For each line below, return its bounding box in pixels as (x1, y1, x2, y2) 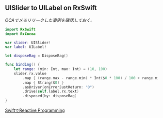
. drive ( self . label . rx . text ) (22, 89, 79, 94)
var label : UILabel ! (5, 44, 47, 50)
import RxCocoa (5, 31, 36, 36)
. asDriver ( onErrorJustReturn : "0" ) (22, 85, 95, 89)
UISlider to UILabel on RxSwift (5, 4, 97, 12)
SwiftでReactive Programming (5, 107, 65, 113)
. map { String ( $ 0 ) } (22, 80, 64, 85)
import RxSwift (5, 27, 36, 32)
